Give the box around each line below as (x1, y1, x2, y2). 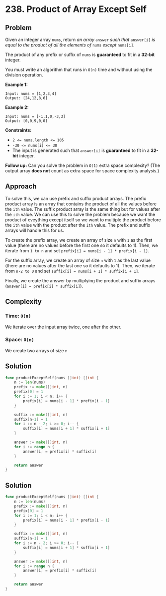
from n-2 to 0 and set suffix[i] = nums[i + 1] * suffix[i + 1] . (5, 268, 140, 274)
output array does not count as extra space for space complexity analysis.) (5, 168, 160, 173)
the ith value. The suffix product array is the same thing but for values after (5, 206, 161, 212)
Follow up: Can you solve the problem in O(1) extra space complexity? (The (5, 162, 161, 168)
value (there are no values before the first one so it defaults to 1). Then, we (5, 242, 158, 248)
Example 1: (5, 81, 28, 87)
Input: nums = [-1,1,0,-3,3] (5, 114, 66, 119)
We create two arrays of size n (5, 347, 68, 353)
